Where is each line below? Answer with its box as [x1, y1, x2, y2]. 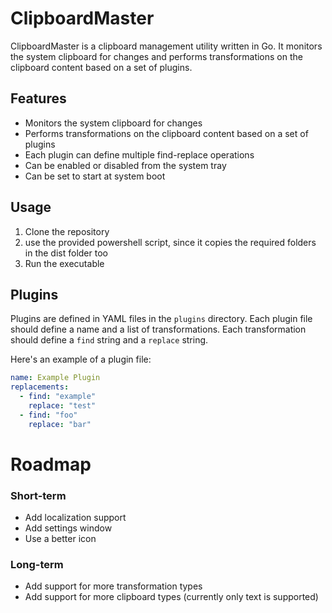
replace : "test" [28, 401, 97, 411]
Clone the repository [24, 225, 110, 237]
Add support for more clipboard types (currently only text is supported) [24, 591, 319, 603]
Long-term [10, 558, 64, 572]
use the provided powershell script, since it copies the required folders [24, 236, 317, 248]
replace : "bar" [28, 419, 92, 429]
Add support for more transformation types [24, 580, 203, 592]
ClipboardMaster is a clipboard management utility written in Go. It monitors [10, 40, 323, 52]
